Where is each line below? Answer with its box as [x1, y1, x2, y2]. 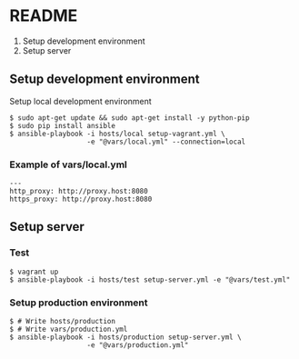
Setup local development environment [9, 95, 152, 106]
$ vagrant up [9, 267, 59, 276]
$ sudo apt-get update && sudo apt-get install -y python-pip [9, 113, 250, 123]
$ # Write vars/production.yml [9, 324, 128, 334]
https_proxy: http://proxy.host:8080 [9, 194, 153, 204]
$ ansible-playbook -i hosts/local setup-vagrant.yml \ [9, 129, 225, 138]
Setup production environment [9, 296, 148, 309]
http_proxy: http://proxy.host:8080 [9, 187, 148, 196]
